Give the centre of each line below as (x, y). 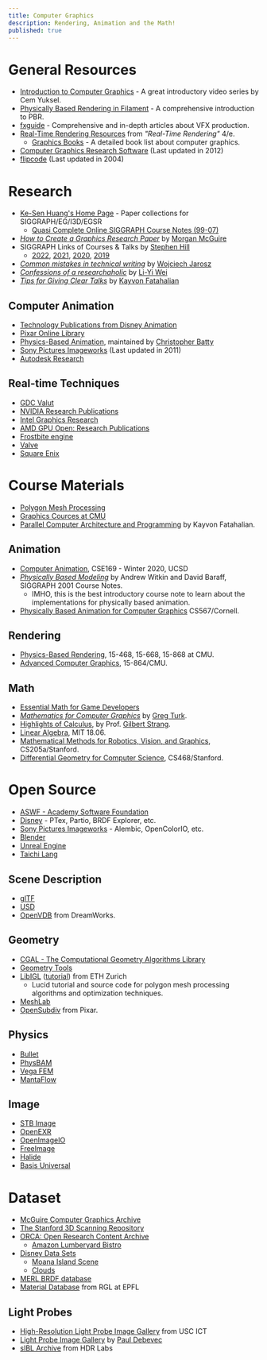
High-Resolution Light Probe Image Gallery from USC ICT (114, 1331)
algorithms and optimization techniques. (97, 993)
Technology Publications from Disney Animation (98, 325)
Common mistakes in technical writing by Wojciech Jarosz (116, 264)
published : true (35, 30)
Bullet (29, 1054)
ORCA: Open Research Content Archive (84, 1237)
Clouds (43, 1270)
